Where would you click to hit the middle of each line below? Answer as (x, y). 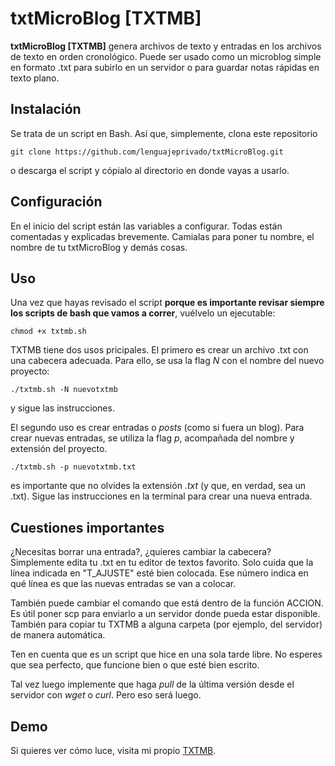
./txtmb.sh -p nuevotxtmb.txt (73, 467)
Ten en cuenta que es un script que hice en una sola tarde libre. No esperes (166, 654)
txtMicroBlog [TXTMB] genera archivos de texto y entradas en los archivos (166, 46)
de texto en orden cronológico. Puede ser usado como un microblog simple (166, 56)
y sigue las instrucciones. (62, 408)
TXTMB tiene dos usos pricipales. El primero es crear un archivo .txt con (159, 350)
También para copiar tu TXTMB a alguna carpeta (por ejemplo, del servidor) (166, 624)
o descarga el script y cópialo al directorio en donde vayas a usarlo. (150, 170)
